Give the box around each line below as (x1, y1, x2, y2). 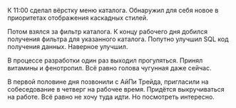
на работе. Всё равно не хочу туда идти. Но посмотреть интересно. (7, 92, 215, 101)
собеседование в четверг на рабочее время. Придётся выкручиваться (7, 85, 225, 93)
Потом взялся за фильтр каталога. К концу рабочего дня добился (7, 28, 208, 36)
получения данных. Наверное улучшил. (7, 43, 128, 50)
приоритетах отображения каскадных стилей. (7, 13, 148, 22)
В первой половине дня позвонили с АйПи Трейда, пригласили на (7, 77, 209, 86)
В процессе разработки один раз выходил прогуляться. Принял (7, 56, 203, 65)
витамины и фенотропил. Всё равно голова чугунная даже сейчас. (7, 64, 212, 72)
